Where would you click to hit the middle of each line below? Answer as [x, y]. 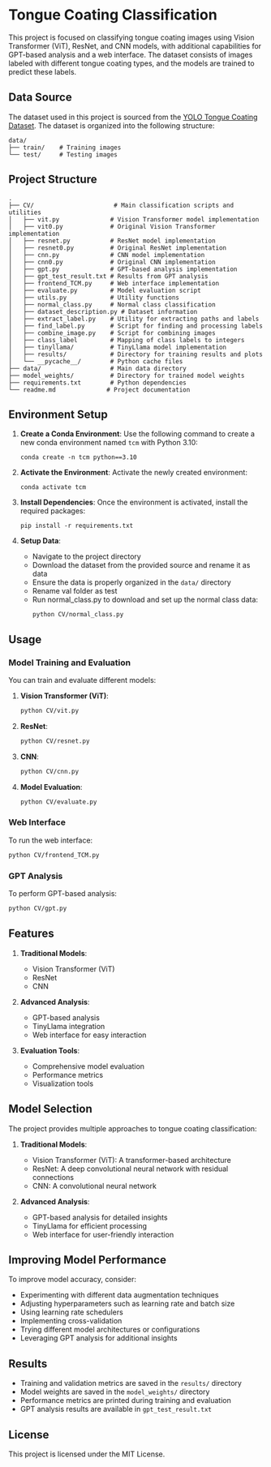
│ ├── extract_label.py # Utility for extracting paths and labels [134, 319]
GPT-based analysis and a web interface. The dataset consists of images [131, 54]
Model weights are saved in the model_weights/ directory [115, 1392]
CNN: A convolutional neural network [94, 1186]
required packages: [53, 511]
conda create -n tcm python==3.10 [78, 457]
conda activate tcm [53, 487]
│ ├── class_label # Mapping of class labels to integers [127, 340]
